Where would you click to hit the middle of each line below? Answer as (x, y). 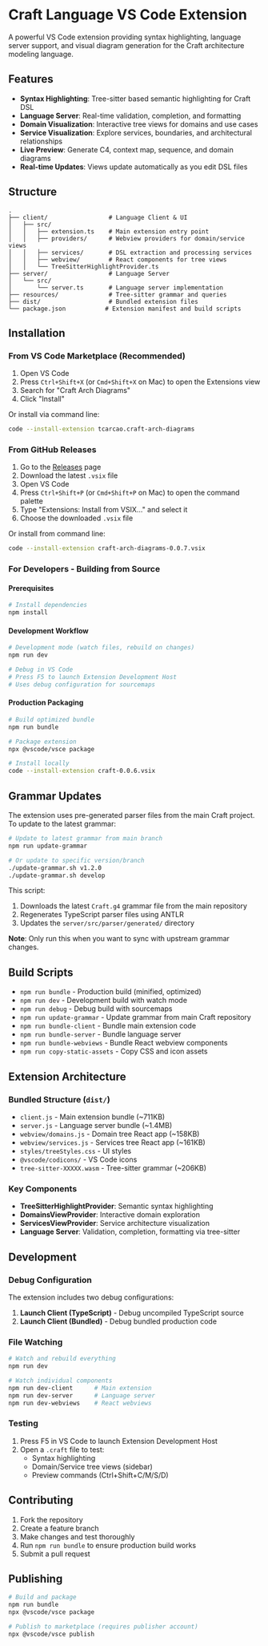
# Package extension (43, 742)
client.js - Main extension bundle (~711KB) (92, 1117)
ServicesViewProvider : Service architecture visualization (115, 1223)
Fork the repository (52, 1519)
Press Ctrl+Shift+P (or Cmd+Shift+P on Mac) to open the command (130, 493)
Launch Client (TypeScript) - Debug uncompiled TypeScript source (132, 1312)
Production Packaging (46, 702)
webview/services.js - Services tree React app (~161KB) (112, 1142)
